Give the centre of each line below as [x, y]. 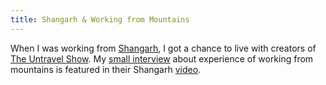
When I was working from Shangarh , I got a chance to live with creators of [163, 48]
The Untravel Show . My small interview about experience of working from [162, 58]
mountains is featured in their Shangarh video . [106, 69]
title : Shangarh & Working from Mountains [100, 19]
